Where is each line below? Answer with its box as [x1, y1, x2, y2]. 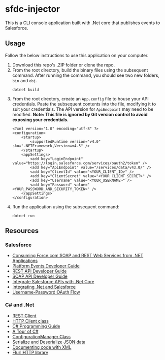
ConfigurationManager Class [12, 333, 71, 339]
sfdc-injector [5, 3, 60, 15]
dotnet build [12, 87, 39, 92]
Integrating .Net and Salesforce [12, 284, 76, 290]
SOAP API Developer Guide [12, 273, 68, 279]
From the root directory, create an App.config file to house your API [12, 96, 149, 101]
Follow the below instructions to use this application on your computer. [5, 52, 149, 58]
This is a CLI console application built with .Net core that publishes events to [5, 20, 160, 26]
